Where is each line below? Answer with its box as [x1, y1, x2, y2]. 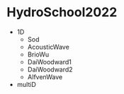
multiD [16, 80, 37, 88]
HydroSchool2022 [6, 4, 118, 20]
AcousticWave [27, 42, 70, 51]
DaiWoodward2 [27, 65, 73, 74]
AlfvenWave [27, 72, 63, 81]
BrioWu [27, 50, 50, 59]
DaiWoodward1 [27, 57, 72, 66]
